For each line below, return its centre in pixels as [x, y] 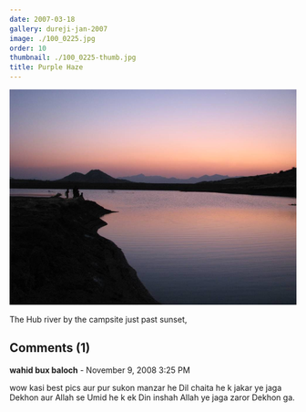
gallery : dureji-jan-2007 [58, 29]
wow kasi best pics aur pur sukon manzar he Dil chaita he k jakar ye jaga [146, 387]
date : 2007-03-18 [42, 19]
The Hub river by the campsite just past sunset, [98, 319]
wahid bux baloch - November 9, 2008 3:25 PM [100, 370]
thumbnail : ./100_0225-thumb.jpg [73, 58]
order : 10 [28, 48]
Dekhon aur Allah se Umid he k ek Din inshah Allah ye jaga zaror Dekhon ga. [153, 397]
